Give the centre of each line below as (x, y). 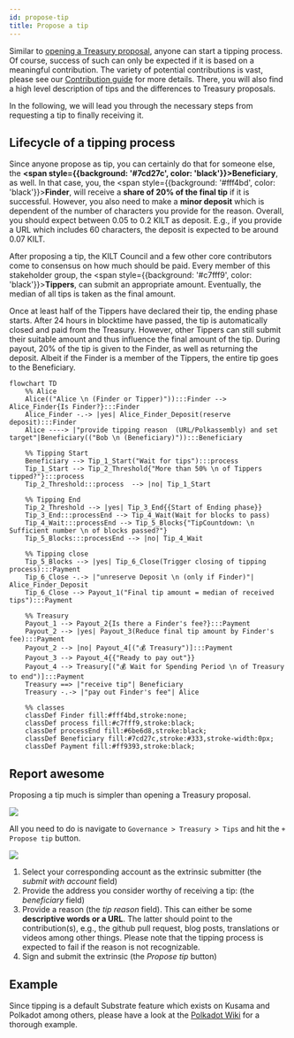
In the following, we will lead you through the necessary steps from (131, 105)
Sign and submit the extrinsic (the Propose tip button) (120, 957)
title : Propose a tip (49, 26)
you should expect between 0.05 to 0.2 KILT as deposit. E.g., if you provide (146, 220)
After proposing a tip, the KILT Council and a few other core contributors (140, 257)
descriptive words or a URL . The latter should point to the (127, 919)
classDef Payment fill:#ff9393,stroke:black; (110, 747)
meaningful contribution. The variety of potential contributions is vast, (136, 69)
